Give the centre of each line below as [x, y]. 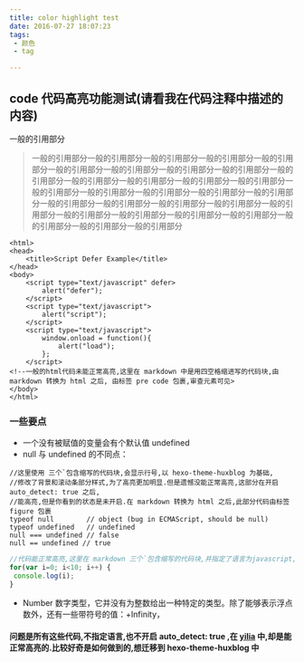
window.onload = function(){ [97, 338]
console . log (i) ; [44, 576]
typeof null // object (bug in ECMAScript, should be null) [139, 520]
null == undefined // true [60, 543]
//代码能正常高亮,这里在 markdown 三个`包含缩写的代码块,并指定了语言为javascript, [153, 559]
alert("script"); [74, 314]
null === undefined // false [64, 535]
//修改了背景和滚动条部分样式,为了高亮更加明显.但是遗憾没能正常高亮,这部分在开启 [144, 483]
